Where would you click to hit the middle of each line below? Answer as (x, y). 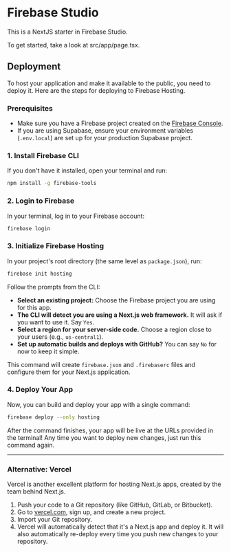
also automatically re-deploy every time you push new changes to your (118, 534)
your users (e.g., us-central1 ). (60, 336)
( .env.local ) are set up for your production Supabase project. (104, 138)
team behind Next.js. (36, 492)
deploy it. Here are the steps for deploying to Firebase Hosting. (96, 90)
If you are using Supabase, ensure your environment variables (105, 131)
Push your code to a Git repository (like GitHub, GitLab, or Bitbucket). (115, 505)
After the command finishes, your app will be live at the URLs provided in (110, 430)
